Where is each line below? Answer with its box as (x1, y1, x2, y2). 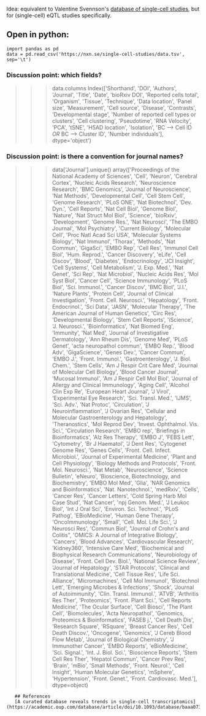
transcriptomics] (151, 699, 196, 705)
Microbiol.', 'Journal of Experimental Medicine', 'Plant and (51, 453, 196, 461)
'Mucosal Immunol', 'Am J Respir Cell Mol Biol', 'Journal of (51, 375, 198, 383)
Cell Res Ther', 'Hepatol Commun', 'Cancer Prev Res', (51, 655, 187, 663)
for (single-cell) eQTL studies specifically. (6, 12, 112, 19)
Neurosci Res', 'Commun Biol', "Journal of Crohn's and (51, 525, 189, 532)
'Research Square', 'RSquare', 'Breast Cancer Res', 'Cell (51, 623, 193, 630)
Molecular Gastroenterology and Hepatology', (51, 414, 167, 421)
